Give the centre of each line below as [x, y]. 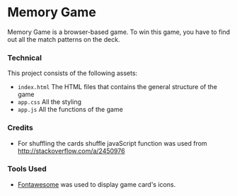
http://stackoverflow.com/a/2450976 [71, 151]
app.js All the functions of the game [70, 110]
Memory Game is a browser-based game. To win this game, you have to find [119, 32]
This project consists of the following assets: [73, 73]
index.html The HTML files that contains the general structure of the [117, 87]
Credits [20, 128]
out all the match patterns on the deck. [64, 39]
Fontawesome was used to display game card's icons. [97, 184]
